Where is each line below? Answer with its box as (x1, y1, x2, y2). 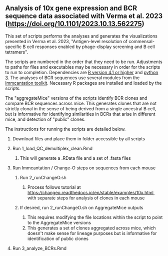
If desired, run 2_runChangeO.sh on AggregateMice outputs (19, 204, 143, 210)
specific (5, 44, 22, 50)
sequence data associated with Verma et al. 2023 (5, 12, 163, 21)
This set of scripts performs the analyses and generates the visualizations (5, 33, 157, 39)
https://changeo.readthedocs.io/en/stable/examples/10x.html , (27, 189, 155, 195)
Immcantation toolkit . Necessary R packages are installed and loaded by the (5, 80, 162, 86)
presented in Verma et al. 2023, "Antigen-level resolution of (5, 38, 128, 44)
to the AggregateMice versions (27, 219, 91, 225)
